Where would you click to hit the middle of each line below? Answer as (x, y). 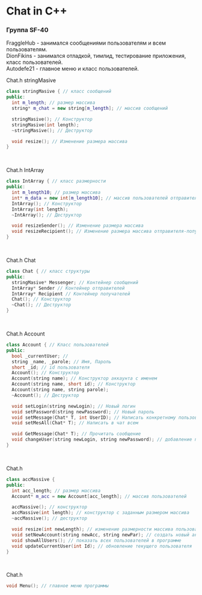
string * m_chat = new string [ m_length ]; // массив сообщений (90, 109)
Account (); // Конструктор (45, 373)
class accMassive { (31, 479)
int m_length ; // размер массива (54, 103)
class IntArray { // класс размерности (56, 181)
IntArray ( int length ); (40, 209)
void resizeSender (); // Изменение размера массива (78, 226)
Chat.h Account (26, 334)
